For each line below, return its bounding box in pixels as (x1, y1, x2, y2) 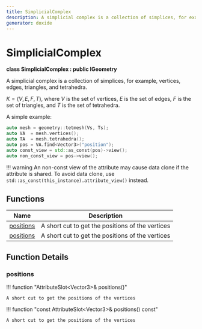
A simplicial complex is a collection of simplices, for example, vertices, (6, 77, 181, 85)
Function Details (6, 252, 69, 262)
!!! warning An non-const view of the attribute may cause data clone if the (6, 163, 189, 171)
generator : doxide (6, 20, 52, 26)
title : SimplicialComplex (6, 8, 71, 15)
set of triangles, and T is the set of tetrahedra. (6, 101, 120, 109)
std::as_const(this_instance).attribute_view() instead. (6, 177, 149, 184)
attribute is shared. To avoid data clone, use (6, 170, 115, 177)
